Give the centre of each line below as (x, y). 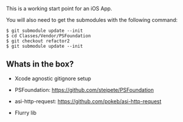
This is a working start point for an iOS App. (59, 9)
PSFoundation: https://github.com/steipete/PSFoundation (84, 90)
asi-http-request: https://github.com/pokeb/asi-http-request (88, 101)
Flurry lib (25, 113)
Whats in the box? (40, 64)
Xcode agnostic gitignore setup (53, 78)
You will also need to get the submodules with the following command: (92, 20)
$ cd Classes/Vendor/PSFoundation (49, 36)
